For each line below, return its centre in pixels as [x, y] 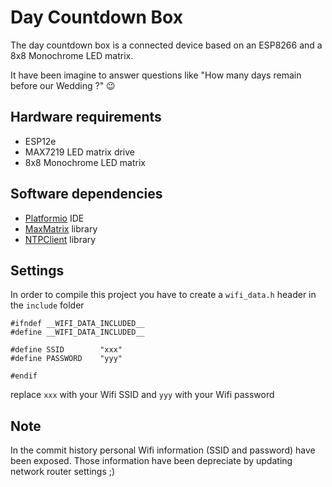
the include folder [47, 305]
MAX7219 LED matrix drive [80, 152]
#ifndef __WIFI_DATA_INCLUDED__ [77, 324]
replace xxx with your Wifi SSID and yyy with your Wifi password [142, 395]
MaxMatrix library [61, 228]
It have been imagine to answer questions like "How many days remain [156, 75]
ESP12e [40, 141]
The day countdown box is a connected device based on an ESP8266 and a [166, 45]
